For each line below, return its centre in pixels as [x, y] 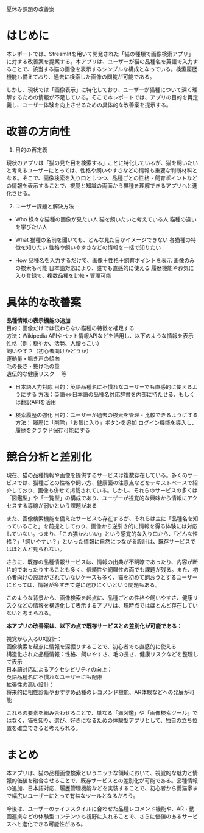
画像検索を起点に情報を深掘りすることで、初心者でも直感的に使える [91, 646]
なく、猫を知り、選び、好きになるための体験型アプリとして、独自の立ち [102, 720]
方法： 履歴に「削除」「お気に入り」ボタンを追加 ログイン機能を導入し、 [106, 422]
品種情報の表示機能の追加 [38, 320]
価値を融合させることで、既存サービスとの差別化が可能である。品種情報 [107, 780]
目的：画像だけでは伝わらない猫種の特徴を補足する [70, 328]
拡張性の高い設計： [30, 684]
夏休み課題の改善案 [30, 9]
